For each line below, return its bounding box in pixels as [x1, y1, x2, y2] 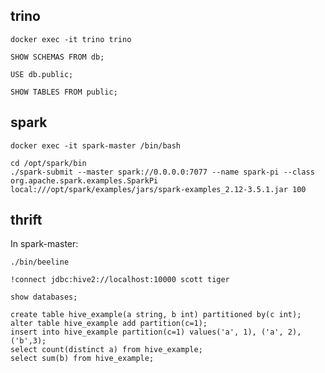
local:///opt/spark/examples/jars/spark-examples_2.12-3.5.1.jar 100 [10, 184, 307, 194]
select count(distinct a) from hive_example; [10, 345, 203, 355]
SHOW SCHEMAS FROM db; [10, 52, 105, 62]
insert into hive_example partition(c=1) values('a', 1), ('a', [10, 327, 284, 338]
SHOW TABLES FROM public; [10, 87, 118, 97]
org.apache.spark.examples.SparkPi [10, 175, 159, 186]
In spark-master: [10, 238, 79, 250]
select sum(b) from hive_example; [10, 354, 155, 364]
